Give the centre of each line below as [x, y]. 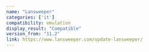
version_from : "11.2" [33, 34]
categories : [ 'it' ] [31, 17]
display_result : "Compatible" [44, 28]
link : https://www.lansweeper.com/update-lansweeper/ [75, 39]
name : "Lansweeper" [31, 12]
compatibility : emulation [38, 23]
